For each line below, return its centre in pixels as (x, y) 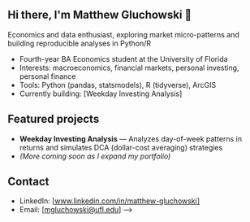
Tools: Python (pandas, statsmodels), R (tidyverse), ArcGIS (118, 85)
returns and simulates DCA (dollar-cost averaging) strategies (121, 147)
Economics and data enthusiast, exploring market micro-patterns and (124, 34)
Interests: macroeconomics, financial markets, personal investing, (129, 67)
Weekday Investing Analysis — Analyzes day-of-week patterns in (131, 138)
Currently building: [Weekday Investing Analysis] (101, 94)
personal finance (47, 76)
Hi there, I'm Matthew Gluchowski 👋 (100, 15)
